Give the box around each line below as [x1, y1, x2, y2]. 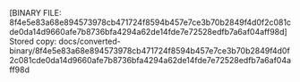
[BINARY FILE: [9, 8, 62, 18]
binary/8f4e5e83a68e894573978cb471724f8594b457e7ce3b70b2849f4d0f [9, 45, 291, 56]
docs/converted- [58, 36, 121, 46]
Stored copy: [9, 36, 57, 46]
